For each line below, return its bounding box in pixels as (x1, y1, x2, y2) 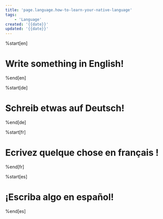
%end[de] (5, 119, 26, 125)
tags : (5, 12, 17, 17)
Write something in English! (5, 58, 124, 70)
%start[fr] (5, 129, 26, 135)
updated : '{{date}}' (5, 26, 49, 32)
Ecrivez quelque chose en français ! (5, 147, 159, 159)
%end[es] (5, 208, 26, 214)
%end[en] (5, 75, 26, 81)
